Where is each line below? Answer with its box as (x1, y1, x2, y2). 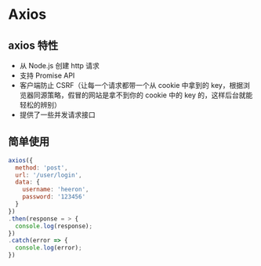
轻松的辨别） (19, 100, 61, 109)
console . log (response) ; (15, 222, 92, 230)
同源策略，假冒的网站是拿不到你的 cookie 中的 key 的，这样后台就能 (33, 90, 253, 100)
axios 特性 (8, 38, 59, 52)
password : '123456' (22, 193, 86, 201)
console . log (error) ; (15, 244, 82, 252)
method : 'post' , (15, 163, 68, 172)
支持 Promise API (19, 71, 75, 80)
